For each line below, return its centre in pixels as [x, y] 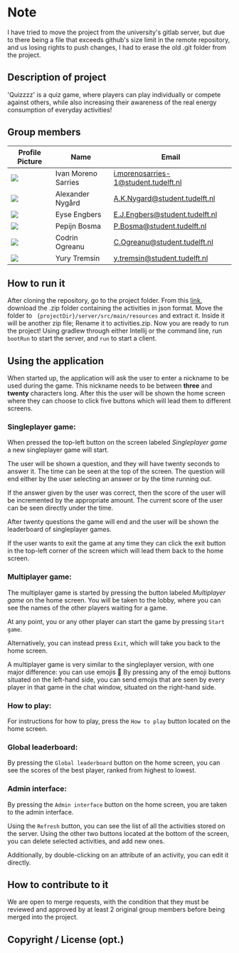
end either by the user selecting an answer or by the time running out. [110, 479]
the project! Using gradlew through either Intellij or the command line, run [115, 331]
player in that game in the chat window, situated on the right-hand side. [112, 687]
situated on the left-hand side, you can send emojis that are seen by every [116, 680]
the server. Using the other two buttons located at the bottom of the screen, [118, 833]
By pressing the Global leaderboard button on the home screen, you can [114, 763]
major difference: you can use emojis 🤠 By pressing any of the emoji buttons [119, 672]
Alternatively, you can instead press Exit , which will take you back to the [114, 642]
